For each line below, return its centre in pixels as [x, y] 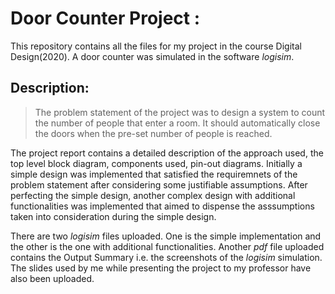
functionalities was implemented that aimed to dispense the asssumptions [162, 206]
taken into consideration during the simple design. [113, 216]
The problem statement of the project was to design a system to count [180, 112]
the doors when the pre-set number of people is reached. [153, 133]
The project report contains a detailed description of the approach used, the [167, 153]
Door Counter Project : [105, 18]
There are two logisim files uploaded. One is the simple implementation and [166, 236]
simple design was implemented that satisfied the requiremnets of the [154, 174]
